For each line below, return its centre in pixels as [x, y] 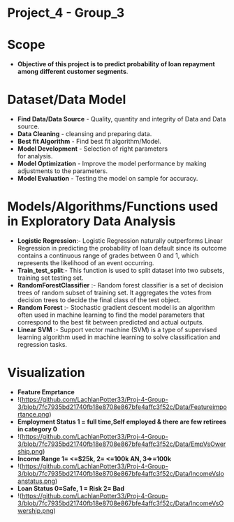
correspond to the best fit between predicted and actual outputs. [111, 322]
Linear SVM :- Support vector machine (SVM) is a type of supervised [117, 330]
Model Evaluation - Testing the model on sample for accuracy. [108, 179]
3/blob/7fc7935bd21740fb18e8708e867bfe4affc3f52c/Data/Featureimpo [122, 407]
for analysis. [35, 156]
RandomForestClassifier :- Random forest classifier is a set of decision [120, 285]
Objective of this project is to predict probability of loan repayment [116, 64]
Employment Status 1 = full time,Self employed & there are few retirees [122, 422]
